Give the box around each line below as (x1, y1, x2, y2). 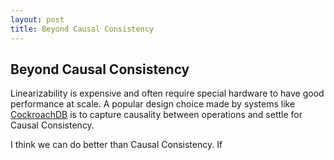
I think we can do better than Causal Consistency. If (10, 139, 223, 151)
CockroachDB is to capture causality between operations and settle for (10, 109, 303, 121)
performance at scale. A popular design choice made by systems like (10, 98, 296, 110)
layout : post (10, 14, 65, 25)
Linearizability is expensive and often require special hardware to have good (10, 87, 325, 100)
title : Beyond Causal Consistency (10, 24, 155, 34)
